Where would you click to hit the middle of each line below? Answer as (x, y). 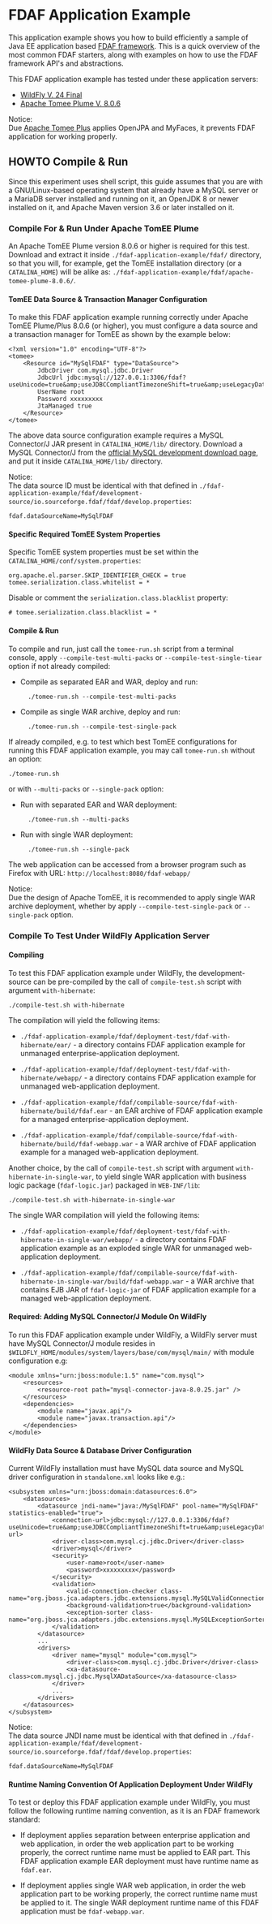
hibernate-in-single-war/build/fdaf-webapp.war (102, 1281)
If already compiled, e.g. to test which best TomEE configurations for (123, 741)
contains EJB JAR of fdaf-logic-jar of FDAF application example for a (138, 1289)
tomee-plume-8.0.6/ (41, 282)
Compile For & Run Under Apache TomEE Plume (104, 228)
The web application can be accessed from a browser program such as (127, 864)
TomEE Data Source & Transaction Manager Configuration (108, 299)
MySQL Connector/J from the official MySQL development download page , (134, 453)
